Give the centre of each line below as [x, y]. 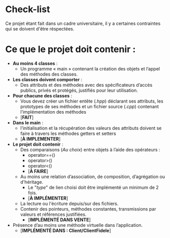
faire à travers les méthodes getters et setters [68, 133]
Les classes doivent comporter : [47, 79]
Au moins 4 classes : [35, 63]
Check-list [28, 9]
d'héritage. [32, 182]
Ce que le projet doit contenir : [70, 49]
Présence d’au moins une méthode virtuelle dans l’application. [78, 225]
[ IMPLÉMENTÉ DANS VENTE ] [59, 220]
